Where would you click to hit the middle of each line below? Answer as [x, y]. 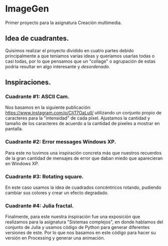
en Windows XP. [22, 163]
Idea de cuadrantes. [37, 38]
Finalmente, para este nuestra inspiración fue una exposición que [73, 217]
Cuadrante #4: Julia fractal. [40, 205]
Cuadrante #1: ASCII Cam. [37, 97]
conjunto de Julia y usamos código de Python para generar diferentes [77, 227]
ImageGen [27, 9]
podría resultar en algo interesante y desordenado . [58, 66]
